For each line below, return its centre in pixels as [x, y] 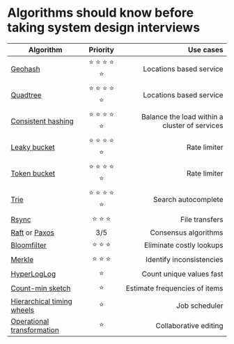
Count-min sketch [41, 288]
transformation [35, 330]
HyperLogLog [33, 274]
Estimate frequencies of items [174, 288]
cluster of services [193, 125]
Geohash [25, 69]
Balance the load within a [182, 116]
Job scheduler [200, 306]
